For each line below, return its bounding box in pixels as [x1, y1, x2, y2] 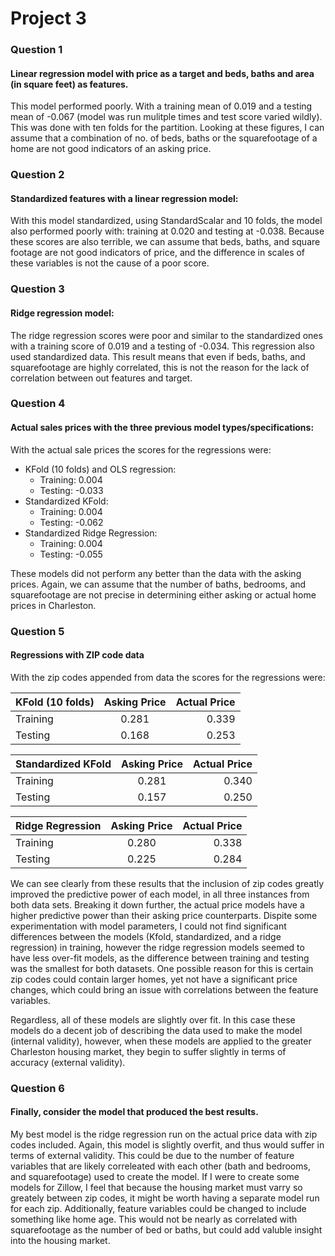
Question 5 [10, 624, 65, 638]
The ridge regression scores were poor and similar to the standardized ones [10, 329, 323, 341]
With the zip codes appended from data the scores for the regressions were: [10, 671, 326, 683]
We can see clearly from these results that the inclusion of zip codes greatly [10, 877, 325, 889]
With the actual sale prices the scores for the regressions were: [10, 443, 272, 456]
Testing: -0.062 [39, 516, 104, 528]
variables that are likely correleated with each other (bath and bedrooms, [10, 1160, 311, 1172]
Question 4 [10, 397, 66, 411]
